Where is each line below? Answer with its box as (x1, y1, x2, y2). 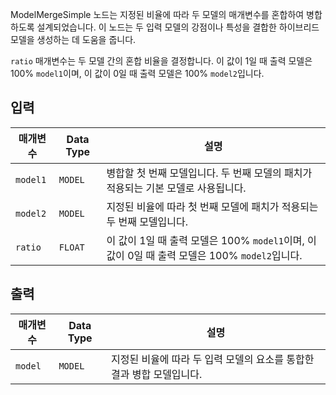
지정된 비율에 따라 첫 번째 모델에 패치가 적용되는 (106, 199, 319, 213)
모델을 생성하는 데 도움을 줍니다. (10, 34, 137, 45)
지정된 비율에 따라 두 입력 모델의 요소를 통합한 (110, 352, 315, 366)
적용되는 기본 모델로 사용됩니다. (106, 181, 247, 195)
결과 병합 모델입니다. (110, 367, 203, 381)
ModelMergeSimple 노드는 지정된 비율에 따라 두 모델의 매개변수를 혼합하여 (10, 9, 305, 20)
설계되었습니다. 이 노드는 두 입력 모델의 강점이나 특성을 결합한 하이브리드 (36, 21, 320, 33)
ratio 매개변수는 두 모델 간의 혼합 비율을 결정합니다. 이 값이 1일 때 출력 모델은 (10, 55, 313, 67)
